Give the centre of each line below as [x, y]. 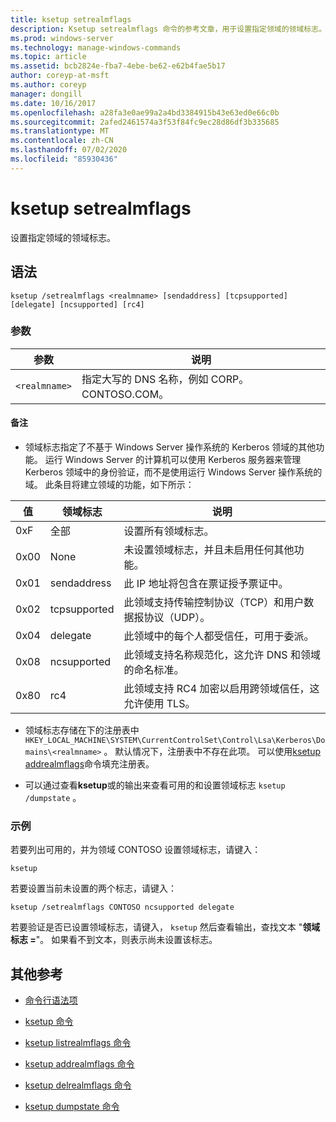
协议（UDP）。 [177, 617]
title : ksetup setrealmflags [71, 19]
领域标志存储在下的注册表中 [82, 730]
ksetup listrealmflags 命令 [78, 1043]
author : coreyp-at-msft [60, 76]
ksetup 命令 [49, 1022]
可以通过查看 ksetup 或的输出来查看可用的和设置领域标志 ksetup [155, 785]
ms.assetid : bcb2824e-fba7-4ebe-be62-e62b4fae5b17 [118, 66]
